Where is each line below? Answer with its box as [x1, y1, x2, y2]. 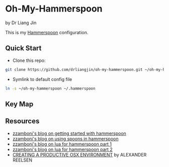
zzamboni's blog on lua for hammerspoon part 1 [12, 141, 112, 147]
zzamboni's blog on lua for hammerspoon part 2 [12, 146, 113, 152]
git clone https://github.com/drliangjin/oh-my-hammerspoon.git [5, 67, 143, 72]
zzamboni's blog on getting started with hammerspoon [12, 130, 127, 136]
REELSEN [12, 157, 33, 163]
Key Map [5, 100, 34, 108]
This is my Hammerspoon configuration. [5, 29, 89, 35]
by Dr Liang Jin [5, 20, 37, 26]
